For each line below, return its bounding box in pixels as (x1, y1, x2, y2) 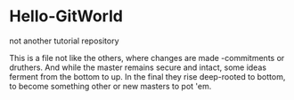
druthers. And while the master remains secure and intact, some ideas (9, 62, 267, 73)
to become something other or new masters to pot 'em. (9, 81, 212, 91)
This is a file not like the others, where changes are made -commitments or (9, 52, 285, 63)
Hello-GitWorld (9, 6, 123, 27)
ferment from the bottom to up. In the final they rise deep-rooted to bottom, (9, 71, 286, 81)
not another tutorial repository (9, 35, 119, 46)
